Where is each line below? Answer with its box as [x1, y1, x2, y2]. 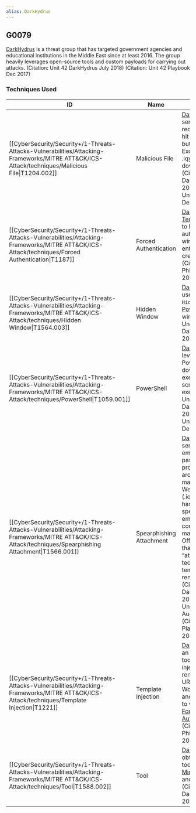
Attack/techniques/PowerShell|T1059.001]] [9, 395, 131, 403]
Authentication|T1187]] [9, 255, 75, 264]
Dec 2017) [6, 71, 31, 78]
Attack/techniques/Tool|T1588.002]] [9, 783, 112, 791]
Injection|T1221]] [9, 703, 58, 712]
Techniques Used [6, 86, 57, 94]
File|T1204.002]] [9, 169, 57, 177]
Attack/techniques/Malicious [9, 162, 87, 170]
